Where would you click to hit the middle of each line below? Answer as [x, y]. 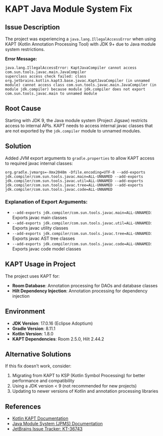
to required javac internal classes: [39, 163]
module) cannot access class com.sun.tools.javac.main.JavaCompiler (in [81, 85]
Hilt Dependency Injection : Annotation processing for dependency [80, 291]
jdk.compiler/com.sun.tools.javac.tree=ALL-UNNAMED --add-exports [74, 185]
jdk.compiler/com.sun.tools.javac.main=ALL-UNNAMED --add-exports [74, 177]
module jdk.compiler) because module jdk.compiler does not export [75, 89]
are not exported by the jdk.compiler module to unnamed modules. [73, 130]
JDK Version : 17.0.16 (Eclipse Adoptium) [52, 323]
